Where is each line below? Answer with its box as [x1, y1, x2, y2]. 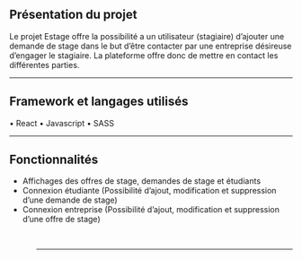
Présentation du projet [9, 7, 138, 22]
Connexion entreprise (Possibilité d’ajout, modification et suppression [22, 204, 280, 215]
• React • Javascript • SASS [9, 117, 115, 128]
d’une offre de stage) [22, 214, 101, 225]
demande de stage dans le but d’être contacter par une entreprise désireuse [9, 40, 292, 51]
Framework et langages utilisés [9, 94, 189, 109]
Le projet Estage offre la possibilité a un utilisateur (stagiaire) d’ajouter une [9, 30, 285, 41]
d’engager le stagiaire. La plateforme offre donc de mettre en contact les [9, 49, 279, 61]
